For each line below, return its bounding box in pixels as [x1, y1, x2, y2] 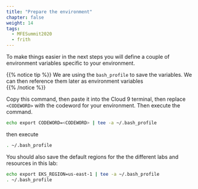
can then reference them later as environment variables [6, 77, 143, 85]
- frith [11, 37, 31, 43]
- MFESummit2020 [11, 31, 52, 37]
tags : [6, 25, 20, 32]
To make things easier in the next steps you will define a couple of [6, 53, 170, 60]
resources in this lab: [6, 160, 58, 167]
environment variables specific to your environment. [6, 59, 135, 67]
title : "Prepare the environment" [6, 8, 93, 15]
